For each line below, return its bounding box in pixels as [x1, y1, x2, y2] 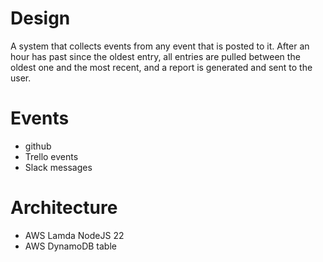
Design [10, 7, 71, 30]
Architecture [10, 197, 118, 219]
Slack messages [24, 161, 93, 173]
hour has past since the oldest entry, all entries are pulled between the [10, 50, 301, 62]
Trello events [24, 150, 79, 162]
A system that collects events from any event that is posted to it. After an [10, 40, 310, 52]
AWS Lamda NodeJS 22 [24, 229, 125, 241]
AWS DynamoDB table [24, 240, 117, 252]
